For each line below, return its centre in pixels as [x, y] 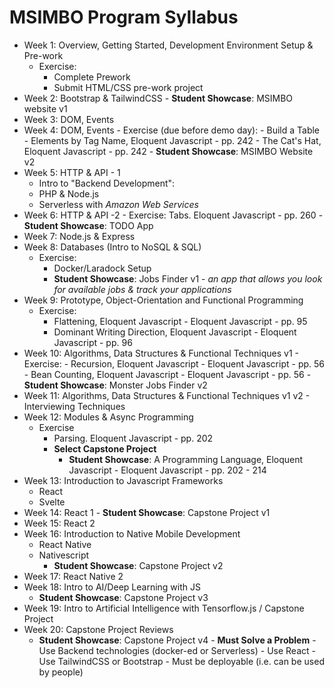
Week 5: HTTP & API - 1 [72, 172]
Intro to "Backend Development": [107, 183]
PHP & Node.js [69, 193]
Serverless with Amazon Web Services [118, 204]
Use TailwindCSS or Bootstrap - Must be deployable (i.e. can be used [181, 661]
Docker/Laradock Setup [102, 268]
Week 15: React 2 [59, 523]
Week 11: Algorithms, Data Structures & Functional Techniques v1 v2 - [167, 395]
